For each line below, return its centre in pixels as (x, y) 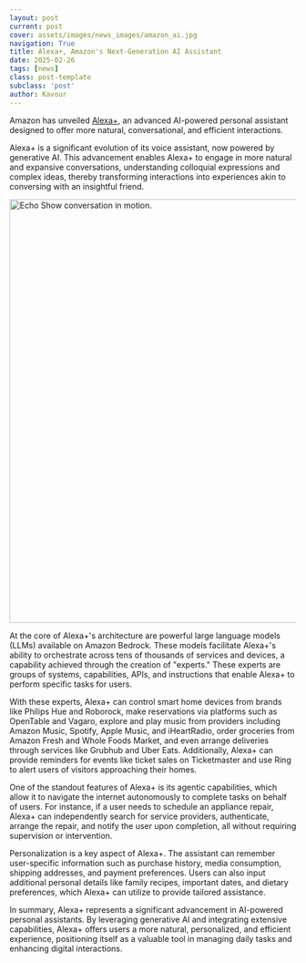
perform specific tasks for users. (71, 684)
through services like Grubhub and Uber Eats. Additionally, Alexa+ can (141, 750)
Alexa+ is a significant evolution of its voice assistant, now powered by (142, 148)
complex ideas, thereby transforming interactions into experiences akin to (148, 176)
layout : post (34, 18)
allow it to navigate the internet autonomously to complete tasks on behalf (148, 797)
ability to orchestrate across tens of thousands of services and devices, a (147, 655)
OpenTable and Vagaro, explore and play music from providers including (145, 720)
